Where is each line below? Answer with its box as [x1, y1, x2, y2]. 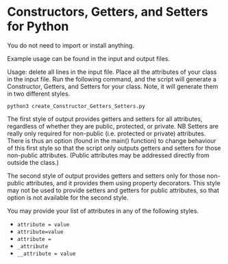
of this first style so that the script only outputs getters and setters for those [7, 144, 221, 152]
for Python [7, 18, 69, 34]
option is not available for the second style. [7, 193, 129, 202]
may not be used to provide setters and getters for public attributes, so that [7, 186, 220, 194]
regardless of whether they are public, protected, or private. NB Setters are [7, 122, 219, 130]
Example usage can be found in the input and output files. [7, 54, 170, 62]
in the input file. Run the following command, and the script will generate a [7, 75, 217, 83]
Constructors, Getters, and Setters [7, 4, 209, 20]
